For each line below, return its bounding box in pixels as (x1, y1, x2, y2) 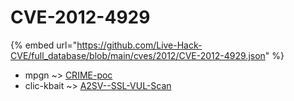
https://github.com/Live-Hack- (76, 39, 203, 51)
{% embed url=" (10, 39, 78, 51)
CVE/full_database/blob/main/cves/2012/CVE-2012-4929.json (10, 49, 266, 61)
